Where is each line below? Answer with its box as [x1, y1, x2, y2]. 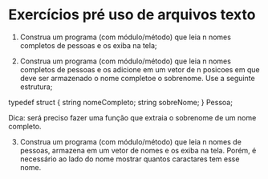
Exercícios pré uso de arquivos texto [8, 6, 256, 24]
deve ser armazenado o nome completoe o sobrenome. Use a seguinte [19, 73, 255, 83]
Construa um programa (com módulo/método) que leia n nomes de [19, 136, 242, 146]
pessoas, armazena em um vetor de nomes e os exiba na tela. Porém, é [19, 145, 257, 155]
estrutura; [19, 82, 53, 92]
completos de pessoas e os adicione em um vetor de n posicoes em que [19, 64, 260, 74]
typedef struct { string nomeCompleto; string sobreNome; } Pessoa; [8, 97, 233, 107]
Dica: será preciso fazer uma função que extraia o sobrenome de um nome [8, 112, 257, 122]
